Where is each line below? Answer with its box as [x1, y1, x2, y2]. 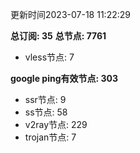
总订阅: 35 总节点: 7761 [10, 30, 107, 42]
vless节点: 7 [24, 51, 75, 63]
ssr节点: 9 [24, 94, 67, 105]
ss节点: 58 [24, 106, 68, 118]
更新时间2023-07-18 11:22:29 [10, 9, 131, 20]
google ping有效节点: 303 [10, 73, 118, 84]
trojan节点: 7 [24, 131, 77, 143]
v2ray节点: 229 [24, 119, 88, 130]
